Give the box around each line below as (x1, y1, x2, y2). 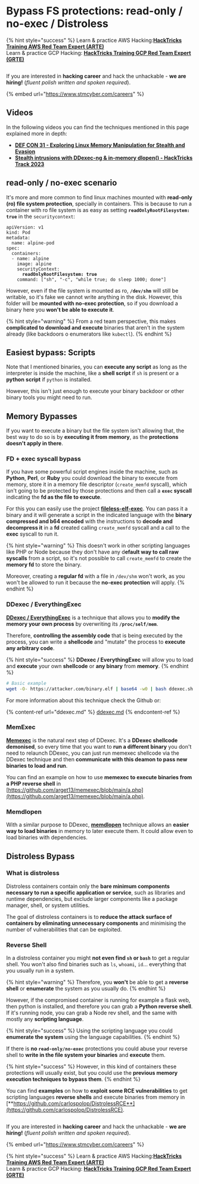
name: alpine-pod (11, 240, 55, 246)
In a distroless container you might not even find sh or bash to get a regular (6, 954, 189, 962)
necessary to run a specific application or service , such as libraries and (6, 888, 186, 896)
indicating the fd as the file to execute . (6, 494, 102, 501)
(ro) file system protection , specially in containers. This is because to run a (6, 200, 192, 207)
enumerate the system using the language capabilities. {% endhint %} (6, 1034, 181, 1041)
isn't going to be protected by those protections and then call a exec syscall (6, 487, 192, 494)
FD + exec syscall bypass (6, 455, 82, 463)
